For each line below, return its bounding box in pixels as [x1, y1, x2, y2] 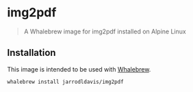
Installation [7, 47, 56, 59]
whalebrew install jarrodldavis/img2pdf [7, 78, 125, 85]
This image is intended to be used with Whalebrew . [7, 65, 151, 73]
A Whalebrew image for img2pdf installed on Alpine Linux [23, 27, 186, 35]
